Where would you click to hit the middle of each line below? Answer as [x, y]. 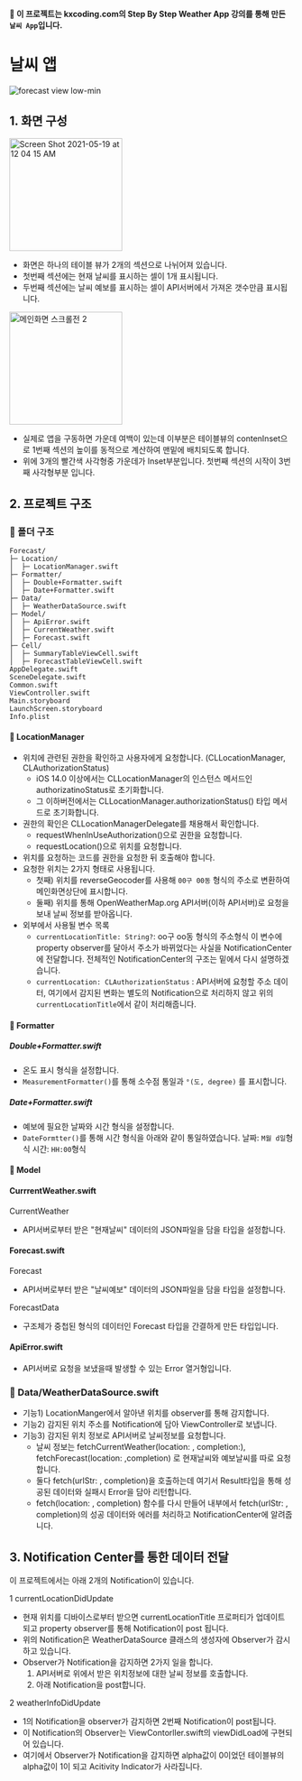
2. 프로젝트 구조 [50, 504]
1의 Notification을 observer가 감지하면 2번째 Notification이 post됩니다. [149, 1721]
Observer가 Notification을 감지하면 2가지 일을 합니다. [118, 1662]
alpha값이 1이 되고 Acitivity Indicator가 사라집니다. [112, 1767]
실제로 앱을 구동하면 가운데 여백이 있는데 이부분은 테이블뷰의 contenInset [151, 438]
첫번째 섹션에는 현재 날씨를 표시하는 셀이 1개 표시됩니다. [120, 276]
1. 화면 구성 [38, 120]
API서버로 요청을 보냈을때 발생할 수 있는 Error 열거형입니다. [127, 1368]
